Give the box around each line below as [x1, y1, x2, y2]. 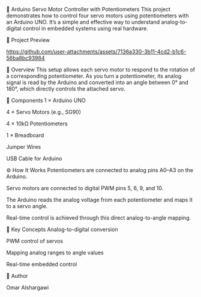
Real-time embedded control [6, 261, 77, 268]
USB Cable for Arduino [6, 155, 62, 162]
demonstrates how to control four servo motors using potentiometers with [6, 12, 189, 19]
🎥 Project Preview [6, 37, 50, 43]
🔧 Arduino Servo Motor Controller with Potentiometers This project [6, 6, 171, 13]
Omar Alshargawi [6, 284, 49, 291]
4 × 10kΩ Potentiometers [6, 120, 68, 127]
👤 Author [6, 272, 28, 279]
